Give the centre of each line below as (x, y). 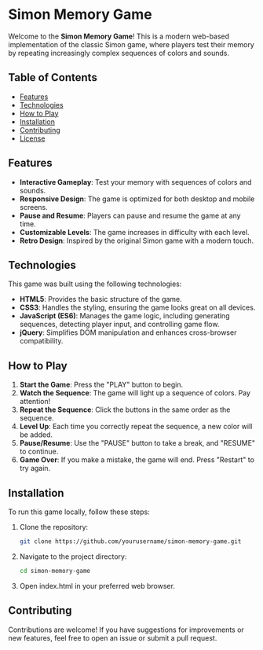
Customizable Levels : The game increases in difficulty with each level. (134, 232)
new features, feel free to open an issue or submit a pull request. (113, 637)
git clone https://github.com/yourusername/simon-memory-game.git (130, 542)
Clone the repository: (54, 527)
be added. (36, 435)
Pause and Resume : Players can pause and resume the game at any (130, 215)
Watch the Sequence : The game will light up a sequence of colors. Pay (135, 393)
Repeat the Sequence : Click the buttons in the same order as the (125, 409)
